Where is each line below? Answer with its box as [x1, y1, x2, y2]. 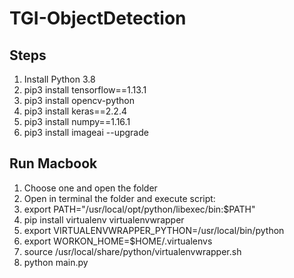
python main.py [23, 256, 89, 268]
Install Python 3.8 [23, 73, 96, 85]
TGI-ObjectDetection [9, 7, 187, 30]
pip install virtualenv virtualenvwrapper [23, 213, 185, 226]
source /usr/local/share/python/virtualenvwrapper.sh [23, 245, 242, 257]
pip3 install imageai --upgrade [23, 127, 149, 138]
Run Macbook [9, 155, 98, 172]
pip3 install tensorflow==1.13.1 [23, 84, 147, 96]
